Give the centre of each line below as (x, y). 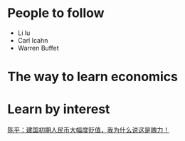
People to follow (56, 13)
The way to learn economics (92, 77)
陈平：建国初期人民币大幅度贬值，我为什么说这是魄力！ (88, 130)
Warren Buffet (38, 48)
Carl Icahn (33, 40)
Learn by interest (59, 109)
